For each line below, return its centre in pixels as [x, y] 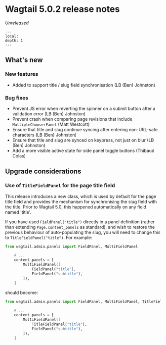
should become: [21, 293]
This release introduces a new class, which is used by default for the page [81, 196]
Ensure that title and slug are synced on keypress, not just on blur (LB [83, 140]
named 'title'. [18, 212]
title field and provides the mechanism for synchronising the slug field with [81, 201]
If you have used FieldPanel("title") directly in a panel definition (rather [80, 222]
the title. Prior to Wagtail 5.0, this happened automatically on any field [76, 207]
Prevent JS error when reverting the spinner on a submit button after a [84, 108]
